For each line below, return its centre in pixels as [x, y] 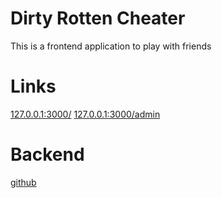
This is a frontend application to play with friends [111, 46]
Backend [47, 154]
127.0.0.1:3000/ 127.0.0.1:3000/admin [85, 114]
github [23, 182]
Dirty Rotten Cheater [98, 18]
